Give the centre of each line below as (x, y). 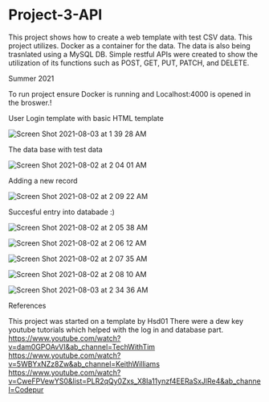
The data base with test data (55, 149)
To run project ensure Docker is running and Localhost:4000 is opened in (130, 93)
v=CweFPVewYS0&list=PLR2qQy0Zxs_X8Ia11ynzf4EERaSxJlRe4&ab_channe (134, 381)
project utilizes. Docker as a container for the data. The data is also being (129, 45)
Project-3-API (55, 15)
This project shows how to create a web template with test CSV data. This (130, 37)
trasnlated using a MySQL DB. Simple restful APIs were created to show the (133, 54)
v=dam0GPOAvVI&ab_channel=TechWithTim (82, 346)
